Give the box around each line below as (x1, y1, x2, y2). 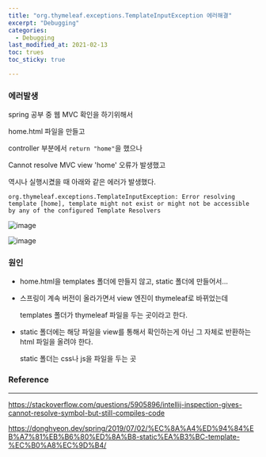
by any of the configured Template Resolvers (8, 207, 161, 215)
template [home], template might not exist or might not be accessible (8, 200, 249, 208)
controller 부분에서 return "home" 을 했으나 (8, 143, 142, 153)
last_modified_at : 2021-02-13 (8, 41, 108, 49)
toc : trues (8, 48, 44, 56)
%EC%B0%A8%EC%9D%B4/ (8, 440, 107, 450)
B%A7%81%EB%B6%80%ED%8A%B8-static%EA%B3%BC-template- (8, 432, 240, 441)
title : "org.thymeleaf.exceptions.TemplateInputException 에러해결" (8, 11, 232, 20)
